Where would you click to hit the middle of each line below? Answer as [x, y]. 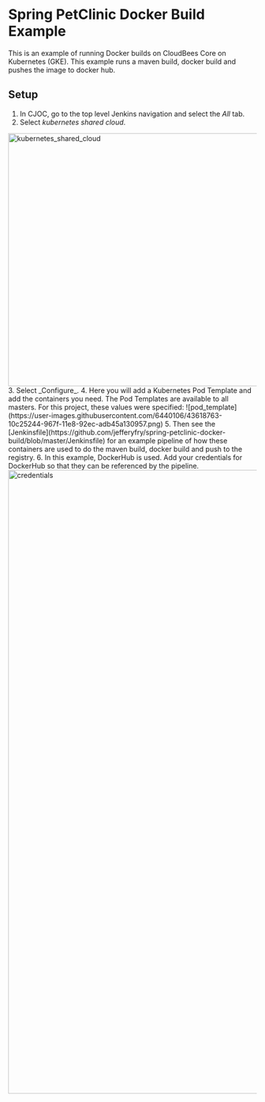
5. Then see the [190, 424]
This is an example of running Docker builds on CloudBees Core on [117, 53]
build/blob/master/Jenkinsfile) [57, 440]
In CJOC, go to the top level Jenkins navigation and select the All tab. [132, 114]
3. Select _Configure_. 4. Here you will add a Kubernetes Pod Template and [130, 390]
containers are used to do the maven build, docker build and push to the [125, 449]
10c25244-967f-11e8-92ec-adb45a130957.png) [86, 424]
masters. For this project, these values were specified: [96, 407]
